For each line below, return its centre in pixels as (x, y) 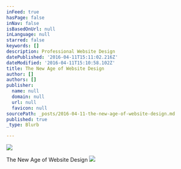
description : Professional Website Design (61, 52)
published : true (27, 119)
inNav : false (23, 23)
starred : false (26, 40)
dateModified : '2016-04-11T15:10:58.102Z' (61, 63)
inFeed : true (23, 12)
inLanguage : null (28, 35)
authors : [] (21, 80)
